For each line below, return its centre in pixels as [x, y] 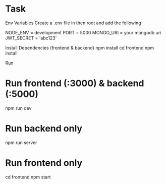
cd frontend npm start [28, 177]
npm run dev [18, 108]
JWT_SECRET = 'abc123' [31, 38]
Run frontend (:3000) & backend [75, 83]
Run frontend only [44, 163]
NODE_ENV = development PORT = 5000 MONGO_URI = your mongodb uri [83, 32]
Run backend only [44, 129]
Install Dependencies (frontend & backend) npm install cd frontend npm [80, 48]
